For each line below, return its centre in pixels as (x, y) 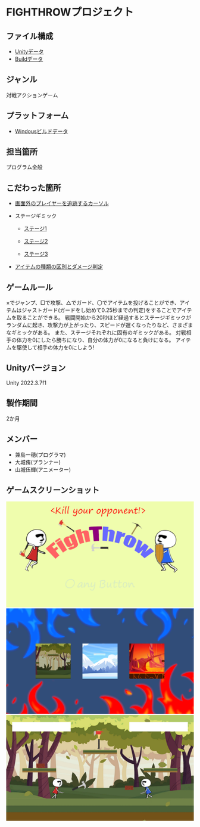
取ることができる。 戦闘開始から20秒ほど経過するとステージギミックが (104, 318)
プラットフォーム (37, 116)
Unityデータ (29, 52)
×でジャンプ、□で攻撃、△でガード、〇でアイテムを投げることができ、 (93, 303)
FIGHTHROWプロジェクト (70, 12)
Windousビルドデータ (41, 131)
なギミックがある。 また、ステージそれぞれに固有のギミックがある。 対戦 (96, 333)
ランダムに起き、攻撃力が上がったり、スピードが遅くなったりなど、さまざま (100, 325)
